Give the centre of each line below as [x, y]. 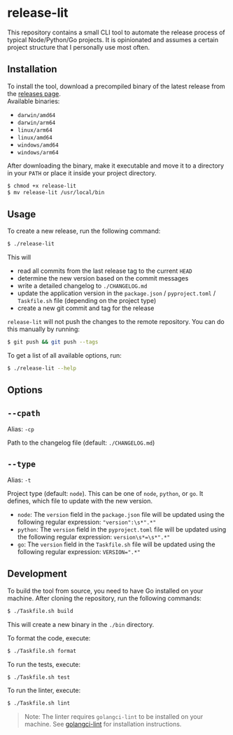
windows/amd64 [38, 145]
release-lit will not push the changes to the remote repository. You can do [116, 322]
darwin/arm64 [36, 123]
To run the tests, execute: [44, 664]
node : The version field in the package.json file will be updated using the [121, 514]
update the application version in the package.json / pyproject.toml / [116, 293]
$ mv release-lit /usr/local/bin [56, 192]
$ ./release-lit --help [42, 369]
